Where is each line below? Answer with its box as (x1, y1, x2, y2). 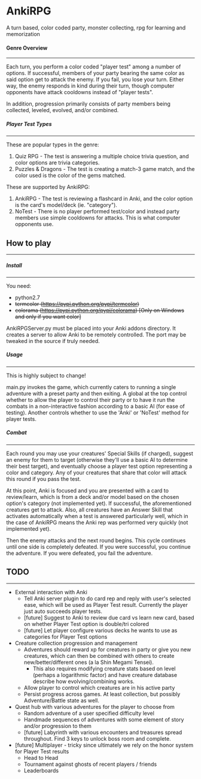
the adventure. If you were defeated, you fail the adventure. (6, 549, 153, 557)
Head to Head (23, 754, 59, 761)
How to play (6, 238, 51, 248)
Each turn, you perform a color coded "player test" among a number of (6, 63, 181, 70)
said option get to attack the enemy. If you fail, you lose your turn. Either (6, 76, 184, 83)
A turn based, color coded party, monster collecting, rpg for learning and (6, 24, 186, 31)
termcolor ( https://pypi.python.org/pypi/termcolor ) (14, 300, 139, 307)
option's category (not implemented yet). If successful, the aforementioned (6, 500, 191, 507)
